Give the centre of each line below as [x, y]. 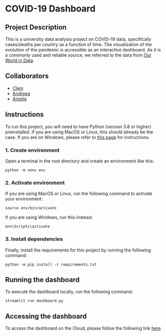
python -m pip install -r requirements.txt [51, 264]
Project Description [36, 27]
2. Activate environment [35, 182]
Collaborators [27, 76]
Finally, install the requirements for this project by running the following [78, 250]
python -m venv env [25, 170]
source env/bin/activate [31, 208]
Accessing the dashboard [46, 316]
